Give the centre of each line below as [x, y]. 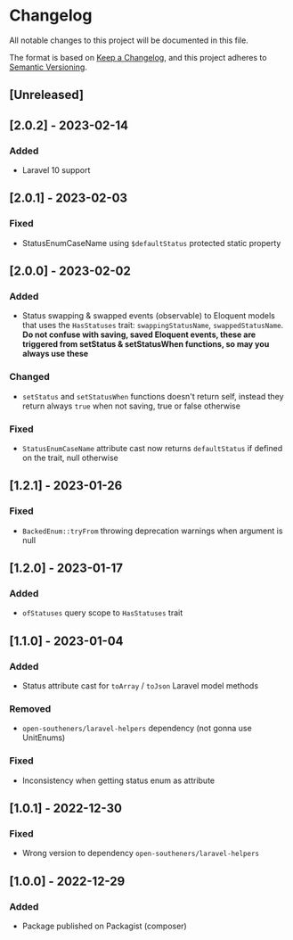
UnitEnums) [44, 738]
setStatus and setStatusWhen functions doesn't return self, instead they [153, 396]
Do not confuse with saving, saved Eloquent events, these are [139, 334]
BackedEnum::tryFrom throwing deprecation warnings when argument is [152, 531]
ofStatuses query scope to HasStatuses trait [102, 613]
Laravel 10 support [56, 170]
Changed [30, 377]
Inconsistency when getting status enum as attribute [118, 780]
